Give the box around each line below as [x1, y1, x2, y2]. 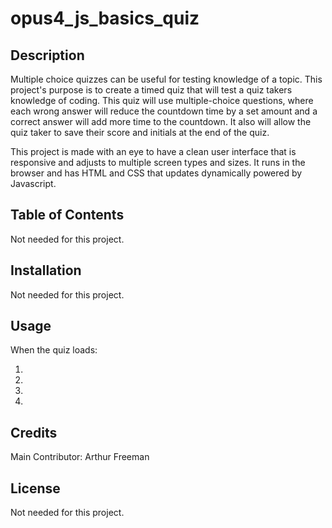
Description [10, 47, 85, 64]
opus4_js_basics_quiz [10, 7, 200, 30]
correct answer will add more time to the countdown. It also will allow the [10, 116, 312, 127]
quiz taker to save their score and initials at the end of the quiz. [10, 127, 270, 138]
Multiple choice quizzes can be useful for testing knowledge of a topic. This [10, 73, 323, 85]
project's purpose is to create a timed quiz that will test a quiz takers [10, 84, 293, 96]
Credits [10, 424, 58, 441]
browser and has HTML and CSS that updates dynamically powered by [10, 167, 303, 179]
